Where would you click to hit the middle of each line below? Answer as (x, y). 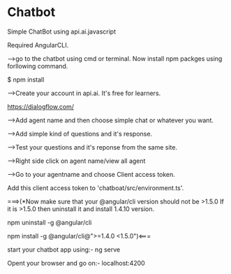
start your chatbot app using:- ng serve (64, 250)
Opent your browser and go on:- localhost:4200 (76, 263)
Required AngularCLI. (38, 45)
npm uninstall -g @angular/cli (50, 222)
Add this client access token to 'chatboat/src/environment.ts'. (96, 188)
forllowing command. (38, 66)
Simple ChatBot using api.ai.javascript (62, 31)
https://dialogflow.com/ (41, 106)
